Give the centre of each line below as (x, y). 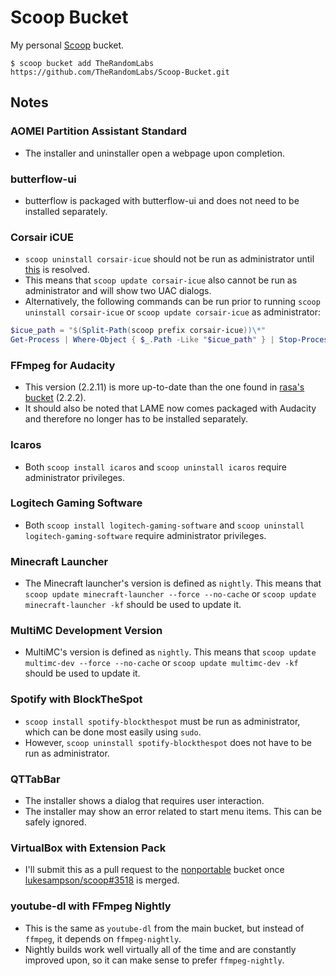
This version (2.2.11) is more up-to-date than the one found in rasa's (164, 387)
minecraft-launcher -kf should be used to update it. (133, 605)
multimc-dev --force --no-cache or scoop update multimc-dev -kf (161, 663)
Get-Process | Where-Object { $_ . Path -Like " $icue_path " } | (142, 340)
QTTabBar (35, 779)
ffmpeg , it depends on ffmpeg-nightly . (103, 938)
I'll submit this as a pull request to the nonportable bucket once (154, 870)
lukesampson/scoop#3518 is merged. (102, 880)
